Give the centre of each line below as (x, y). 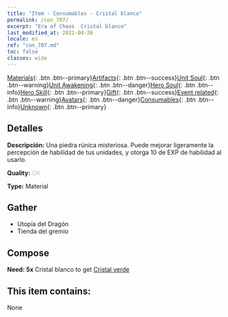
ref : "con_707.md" (33, 45)
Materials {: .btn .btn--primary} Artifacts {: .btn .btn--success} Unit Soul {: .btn (114, 78)
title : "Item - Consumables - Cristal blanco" (75, 13)
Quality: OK (24, 173)
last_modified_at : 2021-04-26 (50, 33)
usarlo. (17, 159)
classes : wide (27, 58)
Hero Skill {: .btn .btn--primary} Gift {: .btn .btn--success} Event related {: (119, 92)
